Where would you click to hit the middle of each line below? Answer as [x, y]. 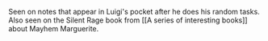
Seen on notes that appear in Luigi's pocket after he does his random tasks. [134, 12]
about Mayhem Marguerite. [54, 29]
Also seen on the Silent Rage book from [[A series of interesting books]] [128, 20]
